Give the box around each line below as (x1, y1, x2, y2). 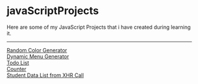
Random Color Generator (6, 46, 68, 53)
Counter (6, 65, 27, 72)
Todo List (6, 59, 29, 66)
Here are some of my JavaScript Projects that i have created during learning (6, 23, 191, 31)
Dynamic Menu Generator (6, 53, 69, 60)
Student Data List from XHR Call (6, 72, 84, 79)
